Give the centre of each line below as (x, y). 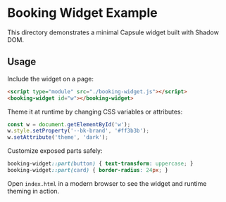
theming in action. (33, 191)
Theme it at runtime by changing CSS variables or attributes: (95, 112)
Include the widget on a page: (50, 79)
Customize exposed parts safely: (55, 151)
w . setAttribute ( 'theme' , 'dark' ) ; (58, 137)
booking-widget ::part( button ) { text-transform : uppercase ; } (100, 164)
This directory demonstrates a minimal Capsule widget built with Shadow (113, 32)
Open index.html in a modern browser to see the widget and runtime (107, 183)
